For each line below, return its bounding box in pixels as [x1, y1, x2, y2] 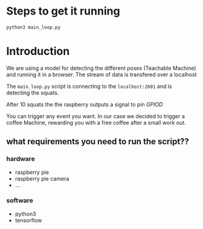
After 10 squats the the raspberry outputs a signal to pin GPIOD [6, 101, 163, 108]
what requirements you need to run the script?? [6, 136, 189, 147]
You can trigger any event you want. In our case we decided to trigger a [6, 112, 185, 119]
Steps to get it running [6, 4, 120, 18]
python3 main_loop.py [6, 24, 61, 30]
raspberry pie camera [14, 174, 69, 182]
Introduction [6, 44, 70, 58]
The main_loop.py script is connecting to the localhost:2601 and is [6, 82, 172, 90]
